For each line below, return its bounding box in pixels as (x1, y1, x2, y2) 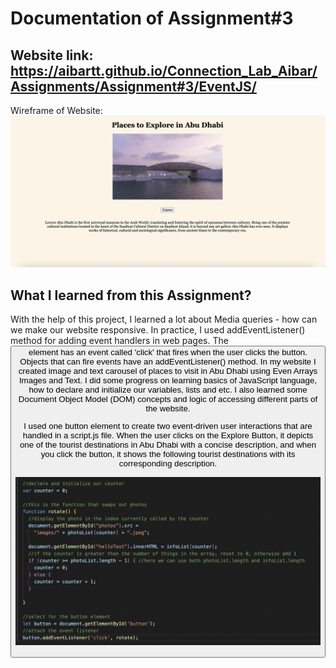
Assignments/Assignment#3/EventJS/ (10, 78, 257, 95)
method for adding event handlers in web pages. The (10, 334, 229, 346)
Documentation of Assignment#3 (10, 7, 294, 30)
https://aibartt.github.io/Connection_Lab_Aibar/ (10, 62, 318, 79)
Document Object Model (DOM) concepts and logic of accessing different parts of (18, 393, 318, 404)
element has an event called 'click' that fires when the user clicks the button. (28, 347, 308, 357)
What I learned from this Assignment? (10, 287, 252, 304)
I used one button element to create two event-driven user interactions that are (23, 421, 313, 432)
